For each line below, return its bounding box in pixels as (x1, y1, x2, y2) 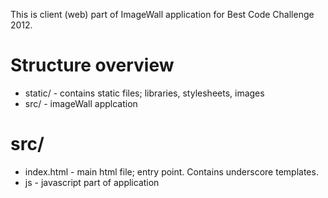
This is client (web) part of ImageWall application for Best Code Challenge (10, 9, 315, 20)
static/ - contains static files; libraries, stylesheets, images (24, 87, 265, 99)
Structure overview (10, 54, 175, 77)
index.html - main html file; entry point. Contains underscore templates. (24, 165, 319, 178)
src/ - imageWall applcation (24, 97, 138, 109)
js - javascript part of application (24, 176, 160, 188)
